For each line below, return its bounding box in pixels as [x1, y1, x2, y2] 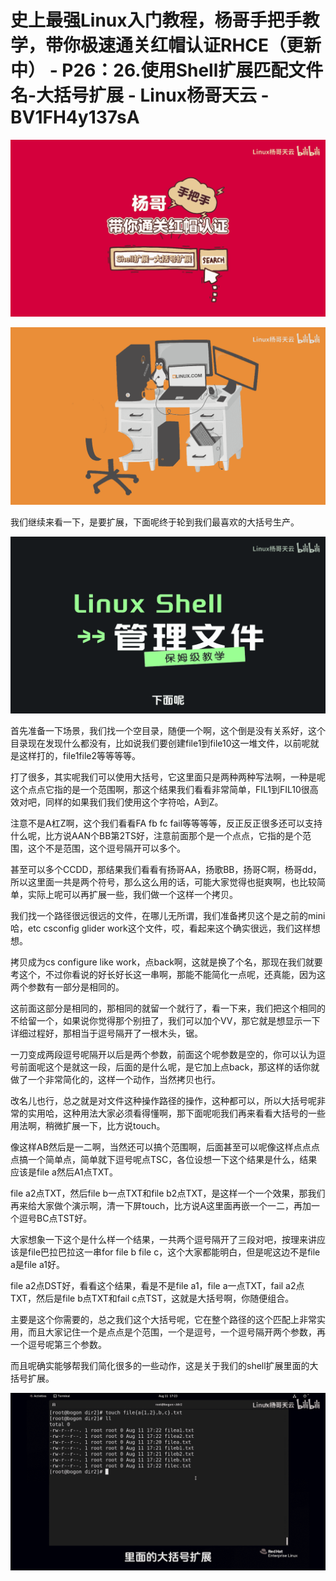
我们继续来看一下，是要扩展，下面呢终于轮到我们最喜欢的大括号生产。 [10, 516, 300, 528]
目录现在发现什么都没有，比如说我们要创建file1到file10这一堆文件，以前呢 [10, 737, 311, 750]
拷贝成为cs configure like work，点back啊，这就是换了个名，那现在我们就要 [10, 956, 323, 968]
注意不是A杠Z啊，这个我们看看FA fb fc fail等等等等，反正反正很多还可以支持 [10, 817, 323, 830]
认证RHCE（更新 [185, 34, 322, 57]
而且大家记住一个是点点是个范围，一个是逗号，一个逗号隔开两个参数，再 [27, 1326, 326, 1338]
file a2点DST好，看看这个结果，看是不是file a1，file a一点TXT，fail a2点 [10, 1280, 305, 1292]
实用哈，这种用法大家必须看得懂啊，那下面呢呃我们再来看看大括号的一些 [27, 1107, 326, 1120]
